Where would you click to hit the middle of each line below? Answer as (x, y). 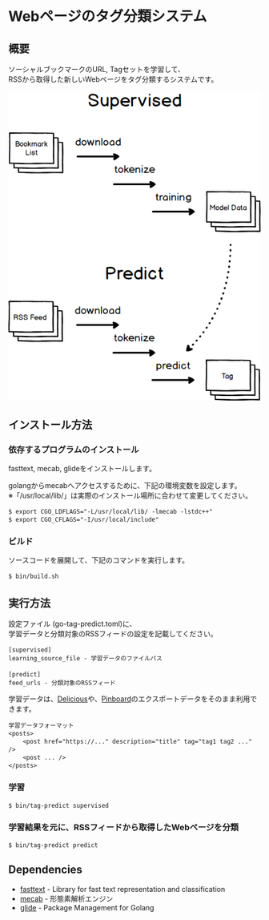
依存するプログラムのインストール (74, 450)
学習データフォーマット (41, 726)
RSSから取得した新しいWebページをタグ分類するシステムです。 (113, 79)
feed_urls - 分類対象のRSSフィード (62, 683)
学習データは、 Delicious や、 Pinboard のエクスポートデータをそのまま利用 (129, 699)
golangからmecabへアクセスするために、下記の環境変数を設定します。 (125, 486)
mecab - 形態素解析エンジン (66, 898)
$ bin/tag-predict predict (53, 845)
